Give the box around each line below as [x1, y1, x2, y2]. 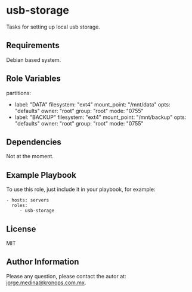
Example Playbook [6, 170, 76, 180]
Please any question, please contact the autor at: [6, 272, 126, 280]
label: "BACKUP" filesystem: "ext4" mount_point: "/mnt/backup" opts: [14, 114, 187, 121]
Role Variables [6, 74, 61, 84]
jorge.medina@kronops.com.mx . [6, 279, 86, 286]
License [6, 224, 36, 234]
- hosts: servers [6, 197, 49, 203]
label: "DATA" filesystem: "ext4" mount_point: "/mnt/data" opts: [14, 101, 171, 108]
